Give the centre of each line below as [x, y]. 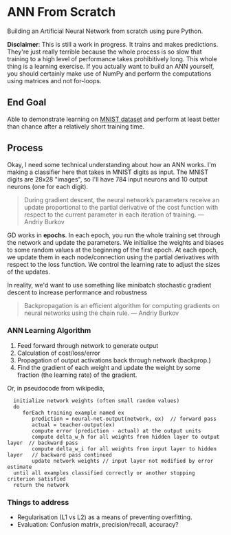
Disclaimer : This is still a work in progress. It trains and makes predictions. [113, 44]
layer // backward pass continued [59, 455]
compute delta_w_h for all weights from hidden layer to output [126, 437]
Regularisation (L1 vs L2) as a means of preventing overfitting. [104, 517]
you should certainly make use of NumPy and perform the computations [109, 74]
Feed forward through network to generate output [88, 345]
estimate [20, 467]
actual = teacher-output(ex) [74, 425]
